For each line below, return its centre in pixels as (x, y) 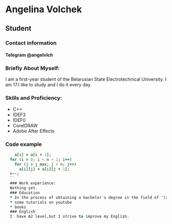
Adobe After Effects (34, 131)
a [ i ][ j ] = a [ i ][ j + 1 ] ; (44, 169)
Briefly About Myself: (33, 69)
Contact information (31, 43)
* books (18, 207)
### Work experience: (33, 183)
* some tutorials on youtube (41, 202)
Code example (24, 144)
